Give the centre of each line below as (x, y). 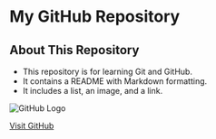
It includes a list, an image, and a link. (93, 91)
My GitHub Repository (95, 17)
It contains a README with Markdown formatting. (115, 81)
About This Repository (74, 50)
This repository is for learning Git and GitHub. (108, 71)
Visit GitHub (32, 125)
